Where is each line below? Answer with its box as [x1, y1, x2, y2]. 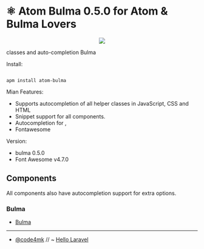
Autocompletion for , [15, 119, 67, 126]
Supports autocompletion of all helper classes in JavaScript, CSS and [15, 100, 189, 107]
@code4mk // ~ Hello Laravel [15, 236, 89, 244]
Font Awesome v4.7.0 [15, 155, 69, 163]
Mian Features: [6, 88, 44, 95]
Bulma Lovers [6, 17, 77, 31]
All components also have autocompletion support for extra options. [6, 189, 177, 197]
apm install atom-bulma [6, 77, 67, 83]
